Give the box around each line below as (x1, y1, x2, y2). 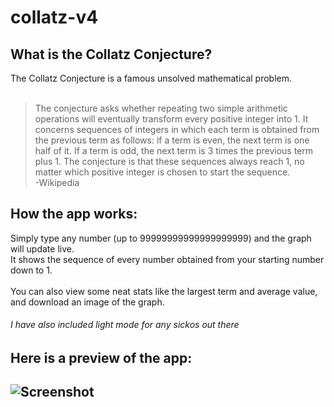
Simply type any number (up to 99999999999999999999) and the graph (10, 232, 312, 244)
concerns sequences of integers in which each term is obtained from (34, 124, 320, 135)
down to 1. (10, 264, 53, 276)
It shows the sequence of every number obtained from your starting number (10, 253, 325, 265)
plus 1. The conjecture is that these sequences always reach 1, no (34, 156, 305, 167)
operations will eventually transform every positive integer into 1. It (34, 113, 309, 125)
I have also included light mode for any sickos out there (10, 319, 240, 331)
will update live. (10, 242, 75, 255)
